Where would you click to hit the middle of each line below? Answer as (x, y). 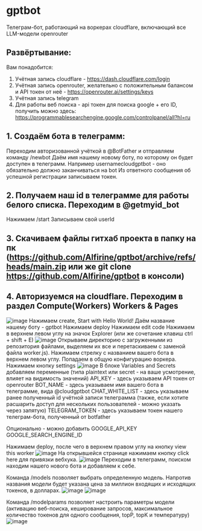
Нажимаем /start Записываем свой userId (60, 219)
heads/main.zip (36, 266)
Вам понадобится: (30, 67)
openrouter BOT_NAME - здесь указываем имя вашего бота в (85, 384)
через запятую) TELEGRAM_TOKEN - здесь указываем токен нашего (94, 410)
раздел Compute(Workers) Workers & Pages (93, 306)
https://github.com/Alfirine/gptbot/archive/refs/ (102, 257)
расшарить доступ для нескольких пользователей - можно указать (93, 404)
